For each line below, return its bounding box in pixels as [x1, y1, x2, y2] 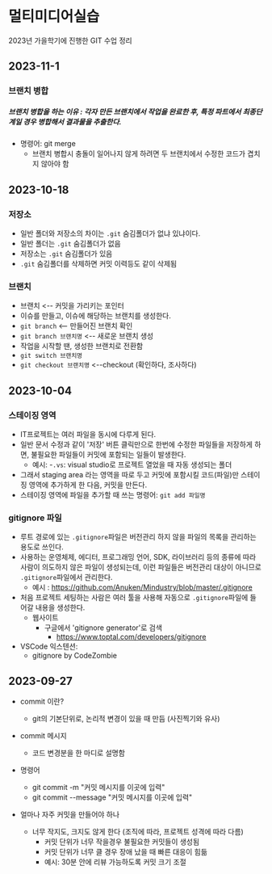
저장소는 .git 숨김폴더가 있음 [19, 248, 113, 258]
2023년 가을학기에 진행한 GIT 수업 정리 [8, 36, 132, 45]
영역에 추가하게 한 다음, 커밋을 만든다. [28, 480, 148, 490]
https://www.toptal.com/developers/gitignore [56, 632, 207, 642]
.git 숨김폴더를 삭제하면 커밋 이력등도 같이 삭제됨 [19, 258, 178, 268]
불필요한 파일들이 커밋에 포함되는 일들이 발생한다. [31, 449, 186, 459]
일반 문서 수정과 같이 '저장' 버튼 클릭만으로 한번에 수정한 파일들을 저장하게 [19, 439, 253, 449]
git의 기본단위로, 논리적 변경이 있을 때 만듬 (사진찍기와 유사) [31, 714, 220, 723]
